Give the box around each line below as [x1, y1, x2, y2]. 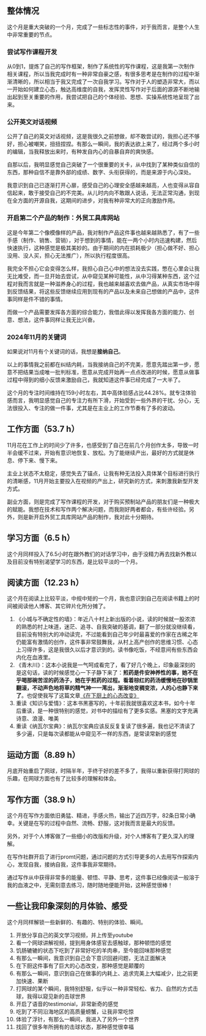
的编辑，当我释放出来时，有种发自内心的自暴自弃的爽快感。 [7, 148, 157, 155]
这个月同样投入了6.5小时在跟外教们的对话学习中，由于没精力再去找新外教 [7, 550, 192, 558]
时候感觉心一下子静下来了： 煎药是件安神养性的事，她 [53, 669, 188, 676]
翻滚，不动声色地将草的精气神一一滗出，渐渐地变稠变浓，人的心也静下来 [15, 684, 198, 692]
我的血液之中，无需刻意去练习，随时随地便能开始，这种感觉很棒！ [7, 881, 173, 889]
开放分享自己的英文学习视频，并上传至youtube [15, 931, 133, 939]
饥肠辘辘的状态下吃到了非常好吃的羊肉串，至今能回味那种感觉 [15, 947, 172, 954]
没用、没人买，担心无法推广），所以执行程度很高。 [7, 251, 133, 259]
